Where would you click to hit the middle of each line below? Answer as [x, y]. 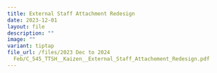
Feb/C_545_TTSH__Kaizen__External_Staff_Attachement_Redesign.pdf [112, 59]
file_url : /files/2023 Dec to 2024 [59, 53]
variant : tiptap [31, 46]
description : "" [31, 33]
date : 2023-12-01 [32, 20]
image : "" [22, 40]
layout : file [26, 26]
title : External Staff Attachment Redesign [71, 14]
